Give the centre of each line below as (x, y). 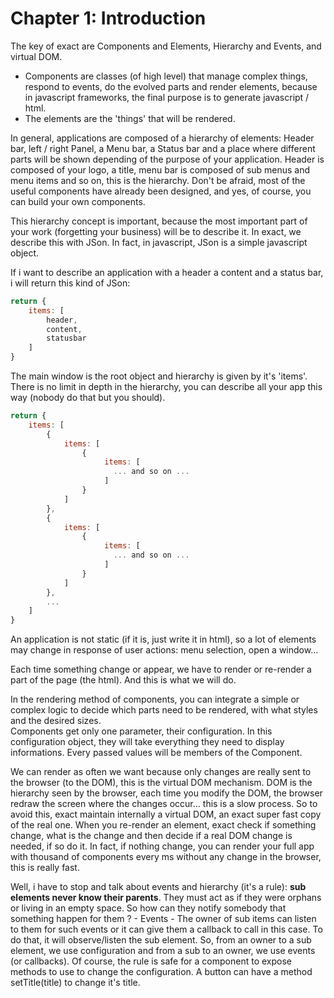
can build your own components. (78, 201)
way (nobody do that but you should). (88, 398)
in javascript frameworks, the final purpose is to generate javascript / (167, 97)
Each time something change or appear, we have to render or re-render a (161, 669)
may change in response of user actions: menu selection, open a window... (164, 650)
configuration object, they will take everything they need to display (147, 742)
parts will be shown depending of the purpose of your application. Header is (167, 159)
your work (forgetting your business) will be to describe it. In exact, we (156, 231)
